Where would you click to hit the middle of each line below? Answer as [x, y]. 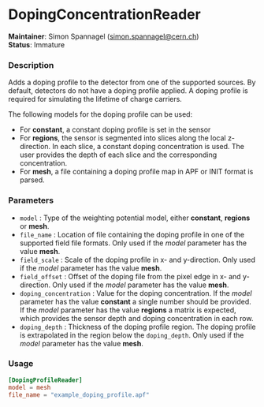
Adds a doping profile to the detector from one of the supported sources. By [132, 82]
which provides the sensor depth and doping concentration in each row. [136, 318]
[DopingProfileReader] [45, 380]
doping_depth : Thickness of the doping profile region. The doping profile [138, 327]
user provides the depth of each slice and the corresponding [118, 155]
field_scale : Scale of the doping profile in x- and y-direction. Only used [138, 260]
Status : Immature [37, 44]
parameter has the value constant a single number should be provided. [136, 301]
